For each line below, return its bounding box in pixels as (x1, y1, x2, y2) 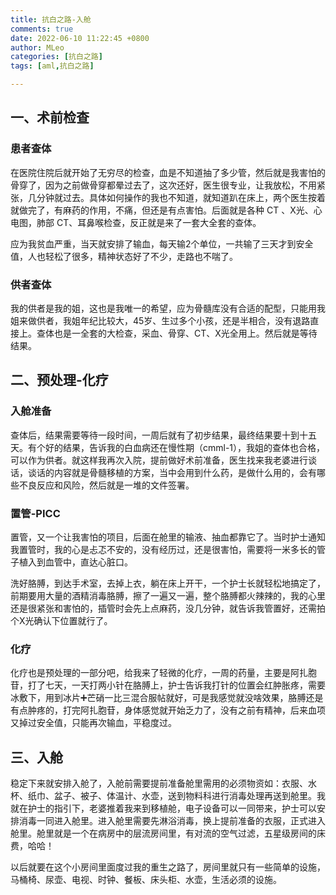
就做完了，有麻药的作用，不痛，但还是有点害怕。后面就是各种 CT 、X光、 (10, 204, 314, 216)
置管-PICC (10, 506, 61, 520)
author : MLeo (10, 42, 65, 53)
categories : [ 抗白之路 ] (10, 52, 103, 62)
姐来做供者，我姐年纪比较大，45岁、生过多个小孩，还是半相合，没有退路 (10, 314, 311, 326)
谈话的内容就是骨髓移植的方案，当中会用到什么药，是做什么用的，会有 (27, 466, 317, 478)
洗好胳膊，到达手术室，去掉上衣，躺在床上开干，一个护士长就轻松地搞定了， (10, 577, 326, 589)
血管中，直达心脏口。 (44, 556, 133, 568)
